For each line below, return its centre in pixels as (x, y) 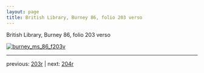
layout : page (23, 12)
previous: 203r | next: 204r (40, 63)
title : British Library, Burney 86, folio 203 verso (74, 17)
